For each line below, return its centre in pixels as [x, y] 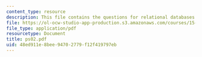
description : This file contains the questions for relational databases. [102, 17]
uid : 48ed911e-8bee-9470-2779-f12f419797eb [62, 45]
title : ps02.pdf [26, 39]
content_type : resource [36, 12]
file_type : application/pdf [41, 28]
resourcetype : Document [36, 34]
